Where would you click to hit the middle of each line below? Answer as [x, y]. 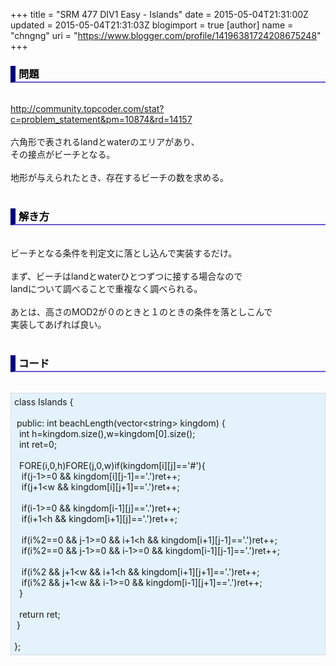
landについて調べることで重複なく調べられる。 [106, 288]
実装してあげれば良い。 [58, 324]
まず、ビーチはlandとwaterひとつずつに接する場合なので [126, 276]
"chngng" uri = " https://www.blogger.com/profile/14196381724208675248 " [166, 35]
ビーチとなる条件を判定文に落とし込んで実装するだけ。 [124, 253]
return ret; [39, 614]
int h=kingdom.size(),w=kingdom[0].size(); [107, 433]
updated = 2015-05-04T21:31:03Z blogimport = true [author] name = [152, 25]
